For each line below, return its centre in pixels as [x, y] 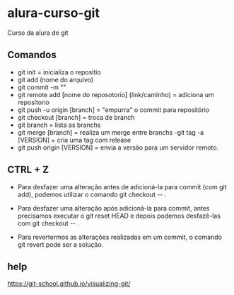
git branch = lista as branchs [59, 125]
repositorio [33, 102]
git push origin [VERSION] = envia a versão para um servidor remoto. [118, 147]
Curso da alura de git [38, 33]
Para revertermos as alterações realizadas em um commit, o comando [120, 237]
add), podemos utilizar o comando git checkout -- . [92, 194]
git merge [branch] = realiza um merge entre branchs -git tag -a [111, 132]
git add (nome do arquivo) [55, 79]
